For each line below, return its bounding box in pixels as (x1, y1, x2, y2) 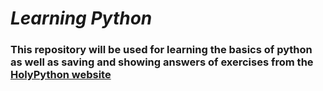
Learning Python (10, 7, 153, 30)
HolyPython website (10, 68, 112, 82)
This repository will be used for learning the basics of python (10, 43, 313, 57)
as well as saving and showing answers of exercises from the (10, 55, 314, 69)
